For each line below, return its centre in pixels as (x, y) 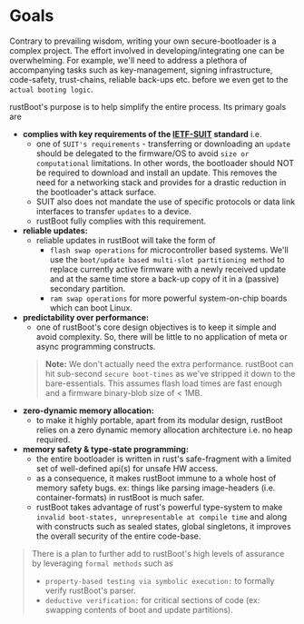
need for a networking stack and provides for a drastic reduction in (161, 182)
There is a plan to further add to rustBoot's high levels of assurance (158, 553)
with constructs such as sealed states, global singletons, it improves (164, 526)
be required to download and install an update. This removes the (157, 173)
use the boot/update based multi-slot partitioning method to (167, 259)
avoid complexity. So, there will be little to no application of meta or (162, 336)
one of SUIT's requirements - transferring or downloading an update (163, 144)
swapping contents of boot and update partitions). (139, 609)
